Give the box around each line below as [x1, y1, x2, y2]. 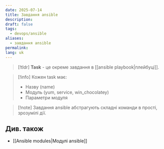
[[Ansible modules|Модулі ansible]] [12, 138, 88, 144]
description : [5, 17, 33, 22]
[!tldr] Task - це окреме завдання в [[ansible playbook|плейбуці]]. [17, 64, 159, 70]
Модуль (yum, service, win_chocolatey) [25, 89, 110, 95]
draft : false [5, 21, 33, 27]
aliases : [5, 36, 24, 41]
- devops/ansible [10, 31, 47, 36]
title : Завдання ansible [5, 12, 58, 17]
